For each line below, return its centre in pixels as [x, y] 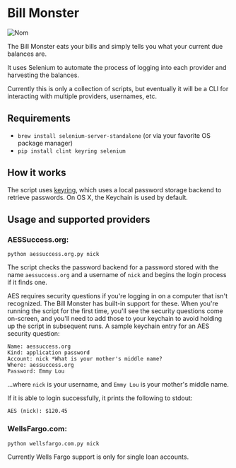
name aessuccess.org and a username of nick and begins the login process [117, 275]
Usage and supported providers [79, 220]
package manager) [45, 143]
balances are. [27, 54]
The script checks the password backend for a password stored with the [113, 267]
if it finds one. [28, 282]
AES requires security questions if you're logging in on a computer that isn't [118, 296]
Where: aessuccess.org [41, 365]
